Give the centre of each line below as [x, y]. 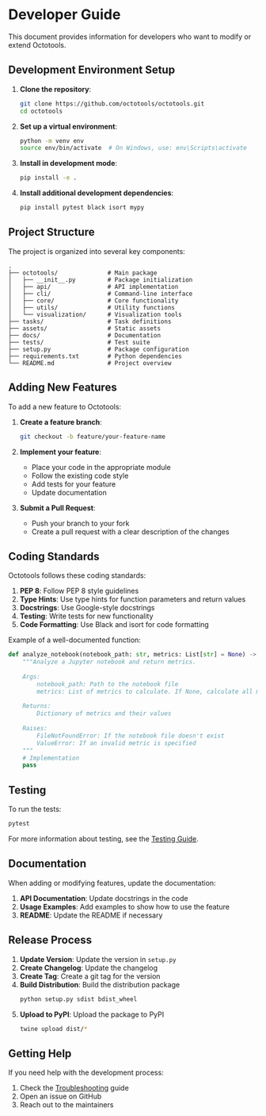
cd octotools [41, 111]
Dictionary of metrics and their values [104, 714]
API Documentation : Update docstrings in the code [104, 898]
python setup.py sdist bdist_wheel [78, 999]
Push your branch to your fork [80, 523]
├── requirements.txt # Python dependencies [95, 356]
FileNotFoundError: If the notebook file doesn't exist [131, 736]
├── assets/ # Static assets [84, 328]
